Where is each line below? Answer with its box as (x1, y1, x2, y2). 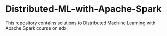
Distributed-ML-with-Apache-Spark (5, 3, 162, 15)
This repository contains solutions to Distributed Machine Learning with (5, 20, 156, 26)
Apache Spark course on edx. (5, 25, 68, 31)
